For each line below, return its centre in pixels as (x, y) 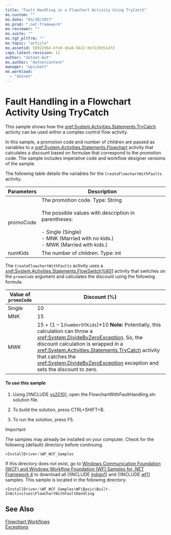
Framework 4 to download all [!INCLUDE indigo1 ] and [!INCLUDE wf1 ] (78, 474)
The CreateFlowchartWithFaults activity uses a (54, 265)
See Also (20, 509)
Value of (20, 294)
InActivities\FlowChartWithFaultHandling (50, 494)
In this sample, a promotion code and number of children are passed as (80, 142)
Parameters (22, 191)
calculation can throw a (65, 331)
